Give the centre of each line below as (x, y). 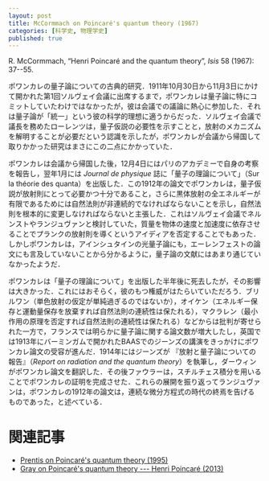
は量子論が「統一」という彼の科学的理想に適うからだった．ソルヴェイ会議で (135, 117)
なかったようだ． (37, 264)
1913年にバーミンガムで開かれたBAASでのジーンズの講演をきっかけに (130, 342)
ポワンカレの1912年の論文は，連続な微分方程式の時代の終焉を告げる (142, 392)
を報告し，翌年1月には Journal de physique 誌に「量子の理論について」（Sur (134, 174)
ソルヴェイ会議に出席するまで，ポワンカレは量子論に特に (155, 97)
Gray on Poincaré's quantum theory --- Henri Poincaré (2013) (122, 469)
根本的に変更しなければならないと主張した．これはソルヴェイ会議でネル (142, 214)
